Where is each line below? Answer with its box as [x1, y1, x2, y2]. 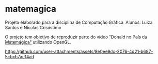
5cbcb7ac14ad [5, 53, 34, 59]
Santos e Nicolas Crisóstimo [5, 24, 62, 30]
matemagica [5, 3, 57, 15]
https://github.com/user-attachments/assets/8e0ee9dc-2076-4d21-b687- [5, 48, 154, 54]
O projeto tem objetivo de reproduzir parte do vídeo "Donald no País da [5, 34, 147, 40]
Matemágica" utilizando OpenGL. [5, 39, 71, 45]
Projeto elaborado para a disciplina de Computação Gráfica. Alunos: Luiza [5, 19, 153, 25]
